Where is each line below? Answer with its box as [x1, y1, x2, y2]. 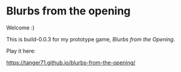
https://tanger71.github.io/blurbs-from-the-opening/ [6, 59, 136, 66]
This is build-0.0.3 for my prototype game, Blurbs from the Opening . [6, 35, 176, 43]
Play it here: [6, 47, 36, 55]
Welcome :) [6, 24, 35, 31]
